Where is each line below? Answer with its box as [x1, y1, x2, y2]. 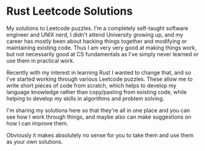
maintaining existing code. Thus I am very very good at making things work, [6, 44, 197, 51]
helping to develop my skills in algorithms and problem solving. [6, 95, 165, 102]
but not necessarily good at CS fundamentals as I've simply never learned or [6, 50, 199, 57]
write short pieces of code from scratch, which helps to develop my [6, 81, 177, 89]
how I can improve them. [6, 119, 69, 127]
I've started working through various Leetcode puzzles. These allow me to [6, 75, 193, 83]
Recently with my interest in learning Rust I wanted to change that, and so [6, 68, 192, 76]
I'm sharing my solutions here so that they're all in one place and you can [6, 106, 190, 114]
